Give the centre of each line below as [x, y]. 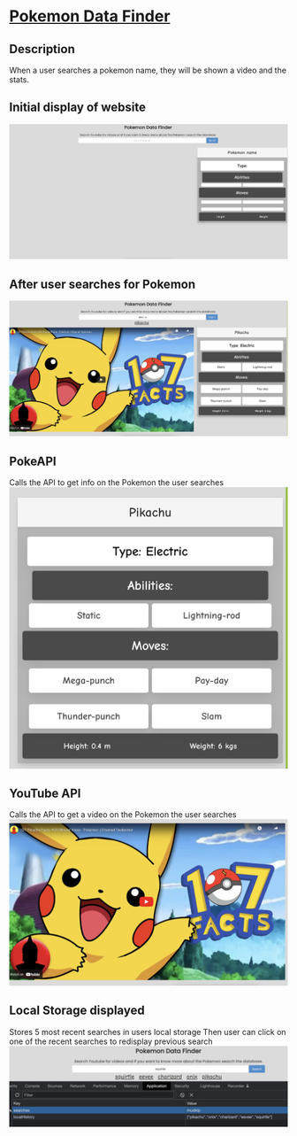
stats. [19, 80]
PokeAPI [33, 461]
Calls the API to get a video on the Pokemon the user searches [123, 815]
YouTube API [45, 793]
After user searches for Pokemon [103, 284]
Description [42, 49]
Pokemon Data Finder [90, 16]
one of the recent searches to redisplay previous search [111, 1041]
